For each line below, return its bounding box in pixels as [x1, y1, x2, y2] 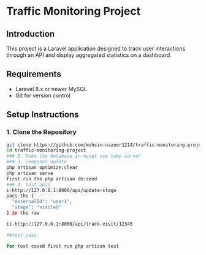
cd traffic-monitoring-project [6, 147, 86, 153]
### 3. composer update [6, 159, 67, 165]
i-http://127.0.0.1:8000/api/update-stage [6, 187, 116, 193]
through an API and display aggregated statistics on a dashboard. [6, 51, 172, 59]
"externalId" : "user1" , [12, 199, 72, 205]
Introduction [6, 29, 55, 39]
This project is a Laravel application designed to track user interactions [6, 45, 186, 52]
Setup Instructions [6, 109, 79, 120]
